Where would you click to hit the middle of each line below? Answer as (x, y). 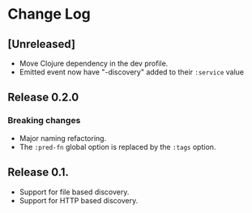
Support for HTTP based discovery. (79, 200)
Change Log (49, 14)
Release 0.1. (38, 172)
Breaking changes (44, 121)
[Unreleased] (42, 44)
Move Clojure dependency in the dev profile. (94, 63)
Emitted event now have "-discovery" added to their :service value (132, 72)
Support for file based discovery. (74, 192)
